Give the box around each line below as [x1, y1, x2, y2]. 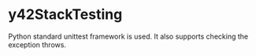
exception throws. [8, 39, 67, 49]
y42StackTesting [8, 6, 123, 24]
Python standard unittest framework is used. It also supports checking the [8, 32, 249, 41]
